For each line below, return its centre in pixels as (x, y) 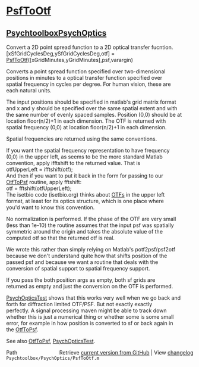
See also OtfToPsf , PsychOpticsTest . (51, 341)
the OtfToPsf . (22, 329)
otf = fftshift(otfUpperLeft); (39, 188)
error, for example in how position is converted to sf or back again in (90, 323)
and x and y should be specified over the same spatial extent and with (92, 108)
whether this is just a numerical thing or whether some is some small (90, 317)
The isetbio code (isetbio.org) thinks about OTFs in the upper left (86, 195)
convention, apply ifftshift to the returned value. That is (73, 163)
